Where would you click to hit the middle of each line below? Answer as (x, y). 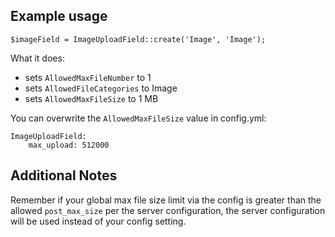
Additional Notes (64, 175)
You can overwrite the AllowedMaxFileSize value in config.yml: (138, 118)
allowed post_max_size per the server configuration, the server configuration (168, 210)
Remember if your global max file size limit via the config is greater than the (166, 200)
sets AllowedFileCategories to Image (101, 88)
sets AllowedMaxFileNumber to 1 (88, 77)
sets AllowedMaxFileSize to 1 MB (91, 98)
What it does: (37, 58)
